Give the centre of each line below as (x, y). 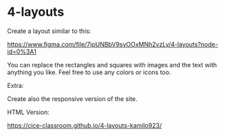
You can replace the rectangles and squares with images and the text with (112, 65)
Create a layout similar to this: (49, 31)
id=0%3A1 (22, 52)
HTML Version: (28, 112)
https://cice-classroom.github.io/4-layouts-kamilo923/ (85, 125)
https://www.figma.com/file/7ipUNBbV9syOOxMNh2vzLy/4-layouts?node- (112, 44)
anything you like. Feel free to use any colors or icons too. (89, 72)
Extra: (15, 85)
